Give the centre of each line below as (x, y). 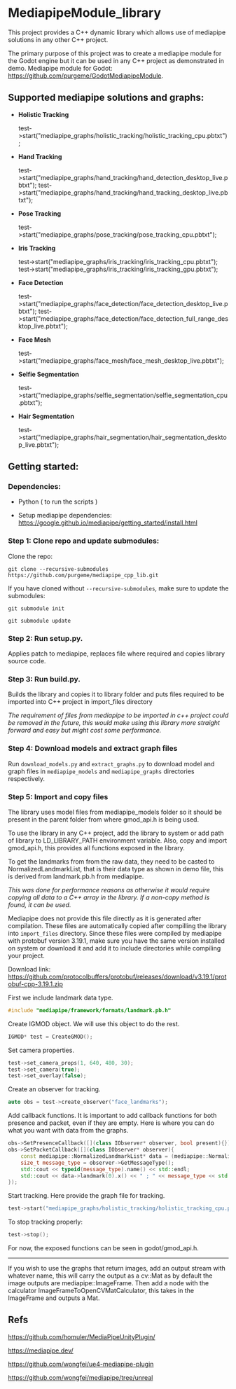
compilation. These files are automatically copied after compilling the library (117, 925)
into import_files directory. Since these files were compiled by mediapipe (115, 933)
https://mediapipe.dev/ (41, 1350)
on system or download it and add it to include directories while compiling (114, 948)
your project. (26, 955)
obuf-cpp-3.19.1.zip (36, 984)
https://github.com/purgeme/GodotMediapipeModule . (86, 76)
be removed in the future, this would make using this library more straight (114, 723)
